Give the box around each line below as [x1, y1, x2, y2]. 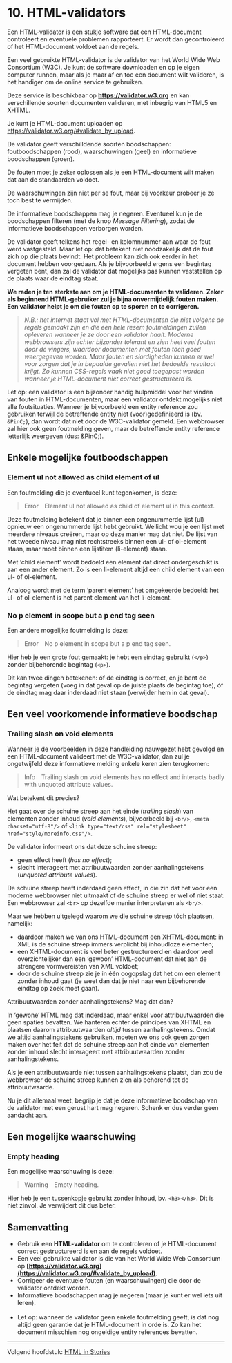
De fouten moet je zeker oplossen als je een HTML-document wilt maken [7, 168, 215, 176]
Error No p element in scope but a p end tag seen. [23, 639, 171, 647]
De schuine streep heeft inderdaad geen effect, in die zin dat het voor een [7, 884, 217, 892]
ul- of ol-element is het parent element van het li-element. [7, 593, 172, 602]
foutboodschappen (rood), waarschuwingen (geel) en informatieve [7, 147, 197, 155]
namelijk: [7, 919, 33, 927]
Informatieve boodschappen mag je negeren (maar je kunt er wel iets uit [17, 1291, 223, 1299]
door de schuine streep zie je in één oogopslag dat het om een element [17, 969, 220, 978]
